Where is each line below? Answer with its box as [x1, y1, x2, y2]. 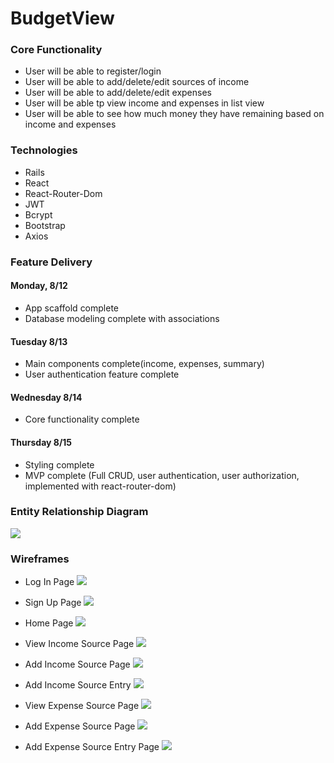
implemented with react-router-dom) [24, 480, 177, 492]
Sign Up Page [24, 597, 82, 609]
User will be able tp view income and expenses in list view [24, 97, 265, 109]
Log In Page [24, 576, 75, 588]
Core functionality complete [24, 413, 140, 426]
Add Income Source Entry [24, 679, 132, 691]
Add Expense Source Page [24, 720, 136, 732]
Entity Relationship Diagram [10, 505, 149, 519]
